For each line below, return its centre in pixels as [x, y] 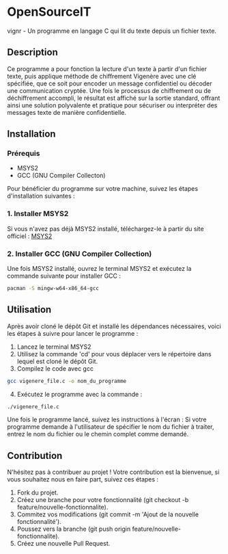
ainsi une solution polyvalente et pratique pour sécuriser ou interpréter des [112, 105]
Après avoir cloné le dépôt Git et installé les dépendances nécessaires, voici [114, 326]
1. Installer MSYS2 [38, 214]
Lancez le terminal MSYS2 [54, 347]
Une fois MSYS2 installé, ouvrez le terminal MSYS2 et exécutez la [99, 269]
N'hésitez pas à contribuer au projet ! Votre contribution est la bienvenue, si [113, 472]
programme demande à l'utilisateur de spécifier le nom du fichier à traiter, [111, 427]
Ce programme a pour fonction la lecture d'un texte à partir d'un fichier [107, 68]
